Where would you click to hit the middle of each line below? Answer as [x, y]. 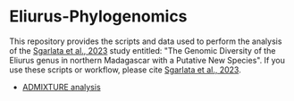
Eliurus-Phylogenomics [98, 17]
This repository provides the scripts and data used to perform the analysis [146, 41]
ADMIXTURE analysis [61, 87]
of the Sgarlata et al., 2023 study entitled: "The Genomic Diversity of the [143, 50]
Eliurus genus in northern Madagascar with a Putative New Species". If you [147, 60]
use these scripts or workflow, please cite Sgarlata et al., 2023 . [125, 70]
